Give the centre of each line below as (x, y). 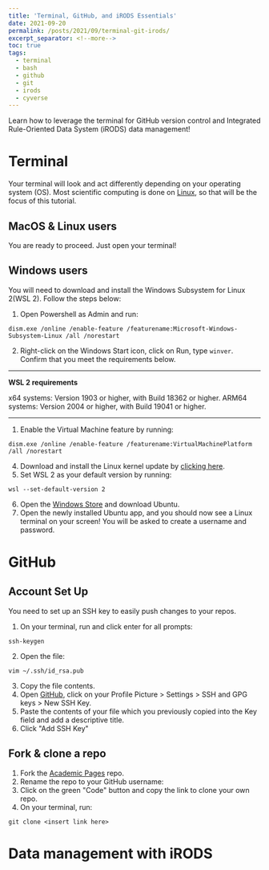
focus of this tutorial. (42, 201)
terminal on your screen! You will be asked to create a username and (133, 521)
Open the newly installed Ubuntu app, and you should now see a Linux (136, 512)
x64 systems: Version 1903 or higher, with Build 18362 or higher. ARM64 (128, 397)
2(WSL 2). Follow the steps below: (65, 299)
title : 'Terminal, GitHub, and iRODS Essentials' (93, 16)
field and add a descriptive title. (72, 720)
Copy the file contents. (57, 685)
